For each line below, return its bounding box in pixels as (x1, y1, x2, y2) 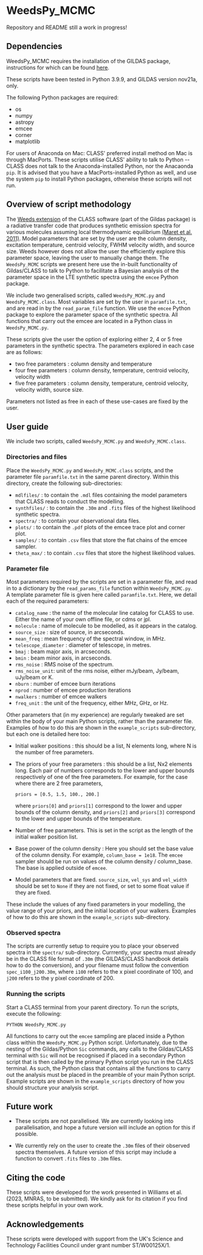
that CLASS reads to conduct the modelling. (15, 498, 125, 505)
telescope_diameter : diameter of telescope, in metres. (15, 641, 151, 649)
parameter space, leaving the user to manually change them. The (6, 254, 170, 261)
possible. (15, 1130, 38, 1137)
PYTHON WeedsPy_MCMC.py (6, 1022, 67, 1028)
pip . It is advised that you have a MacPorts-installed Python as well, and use (6, 169, 197, 176)
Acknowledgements (6, 1219, 84, 1230)
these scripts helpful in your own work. (6, 1202, 104, 1209)
